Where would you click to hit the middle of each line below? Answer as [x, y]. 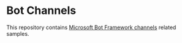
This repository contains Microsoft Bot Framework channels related [91, 27]
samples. [18, 33]
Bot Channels [41, 11]
